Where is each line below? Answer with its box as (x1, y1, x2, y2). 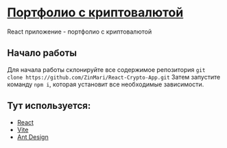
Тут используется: (7, 100, 91, 112)
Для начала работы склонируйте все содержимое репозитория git (7, 65, 206, 73)
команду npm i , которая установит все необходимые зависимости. (7, 80, 204, 88)
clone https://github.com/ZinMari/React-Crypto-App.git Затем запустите (7, 73, 221, 81)
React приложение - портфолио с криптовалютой (7, 27, 152, 36)
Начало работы (7, 47, 77, 59)
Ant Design (16, 132, 49, 141)
